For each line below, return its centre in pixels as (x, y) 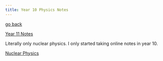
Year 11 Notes (19, 33)
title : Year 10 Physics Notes (37, 10)
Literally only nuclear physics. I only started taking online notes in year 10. (82, 43)
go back (14, 24)
